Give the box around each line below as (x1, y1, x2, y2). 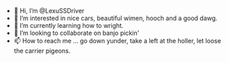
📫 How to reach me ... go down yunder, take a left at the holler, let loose (13, 37, 221, 45)
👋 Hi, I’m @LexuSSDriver (13, 7, 85, 15)
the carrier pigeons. (13, 47, 71, 55)
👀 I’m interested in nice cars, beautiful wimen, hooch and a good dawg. (13, 14, 218, 22)
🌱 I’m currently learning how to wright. (13, 22, 124, 29)
